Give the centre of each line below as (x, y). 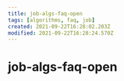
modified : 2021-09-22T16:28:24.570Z (61, 33)
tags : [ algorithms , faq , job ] (52, 20)
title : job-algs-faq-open (45, 13)
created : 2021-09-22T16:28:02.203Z (59, 26)
